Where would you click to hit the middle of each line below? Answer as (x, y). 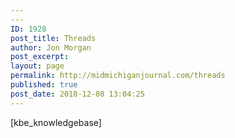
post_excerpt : (40, 57)
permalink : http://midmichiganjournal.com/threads (118, 76)
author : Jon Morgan (51, 47)
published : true (44, 85)
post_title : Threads (53, 38)
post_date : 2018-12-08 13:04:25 (77, 94)
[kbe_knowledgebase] (56, 122)
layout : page (37, 66)
